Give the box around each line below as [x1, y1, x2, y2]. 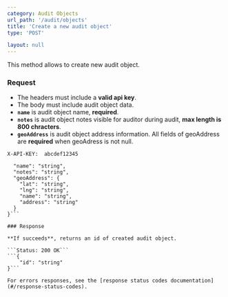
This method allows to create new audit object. [7, 61, 140, 69]
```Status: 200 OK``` [7, 247, 70, 254]
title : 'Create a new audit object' [7, 23, 112, 30]
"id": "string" [19, 259, 63, 266]
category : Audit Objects [7, 10, 79, 17]
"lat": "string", [19, 181, 70, 188]
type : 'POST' [7, 29, 45, 37]
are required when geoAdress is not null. [17, 137, 134, 145]
